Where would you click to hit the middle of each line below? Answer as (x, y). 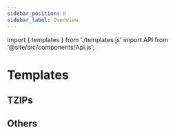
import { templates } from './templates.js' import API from (88, 39)
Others (22, 124)
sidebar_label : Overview (43, 20)
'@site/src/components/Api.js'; (51, 47)
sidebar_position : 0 (37, 13)
